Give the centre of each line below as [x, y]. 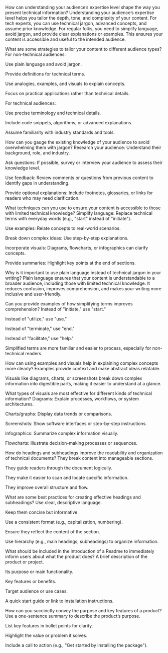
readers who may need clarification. [42, 198]
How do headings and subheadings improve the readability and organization [84, 453]
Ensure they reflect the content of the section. [53, 532]
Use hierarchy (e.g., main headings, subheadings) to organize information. [82, 541]
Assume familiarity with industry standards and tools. [60, 132]
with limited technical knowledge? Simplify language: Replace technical [79, 213]
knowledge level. [23, 168]
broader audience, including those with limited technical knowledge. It [78, 283]
